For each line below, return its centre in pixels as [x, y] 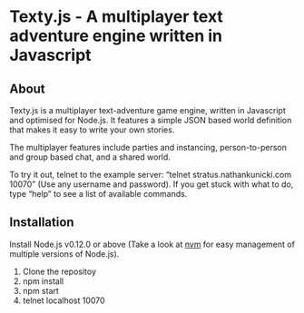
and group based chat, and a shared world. [90, 157]
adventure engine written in [116, 36]
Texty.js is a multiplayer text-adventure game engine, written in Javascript [147, 110]
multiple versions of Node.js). [64, 254]
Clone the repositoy [59, 271]
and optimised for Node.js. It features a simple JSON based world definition [151, 120]
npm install [43, 281]
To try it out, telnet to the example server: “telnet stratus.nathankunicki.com [151, 175]
